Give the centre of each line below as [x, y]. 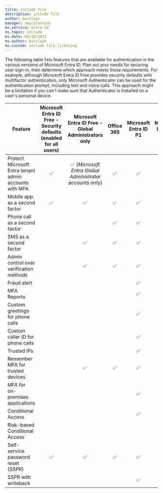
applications [21, 403]
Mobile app [20, 196]
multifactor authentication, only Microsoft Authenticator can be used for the [81, 80]
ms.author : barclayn [26, 41]
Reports [16, 297]
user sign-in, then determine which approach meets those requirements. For [81, 70]
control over [21, 263]
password [19, 457]
